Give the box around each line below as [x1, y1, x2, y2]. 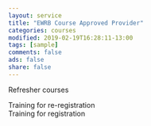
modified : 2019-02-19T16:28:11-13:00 [8, 33, 134, 42]
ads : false [8, 56, 45, 64]
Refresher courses [8, 85, 69, 94]
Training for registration [8, 109, 86, 118]
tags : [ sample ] [8, 41, 59, 49]
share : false [8, 63, 52, 71]
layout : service [8, 11, 62, 20]
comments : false [8, 48, 62, 56]
